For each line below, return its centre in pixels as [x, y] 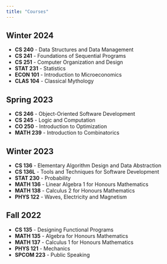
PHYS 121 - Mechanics [42, 248]
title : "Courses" [27, 12]
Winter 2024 [30, 36]
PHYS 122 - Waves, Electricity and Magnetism [71, 197]
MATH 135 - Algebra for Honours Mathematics [71, 236]
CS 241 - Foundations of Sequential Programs [70, 56]
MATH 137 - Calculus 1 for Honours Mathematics [74, 242]
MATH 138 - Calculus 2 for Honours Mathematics [75, 191]
